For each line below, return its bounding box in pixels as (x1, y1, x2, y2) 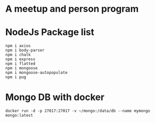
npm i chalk (5, 52, 31, 58)
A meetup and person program (5, 3, 139, 15)
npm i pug (5, 75, 27, 80)
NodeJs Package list (5, 27, 94, 38)
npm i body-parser (5, 48, 45, 53)
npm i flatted (5, 61, 36, 66)
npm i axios (5, 43, 31, 48)
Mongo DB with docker (5, 91, 105, 103)
